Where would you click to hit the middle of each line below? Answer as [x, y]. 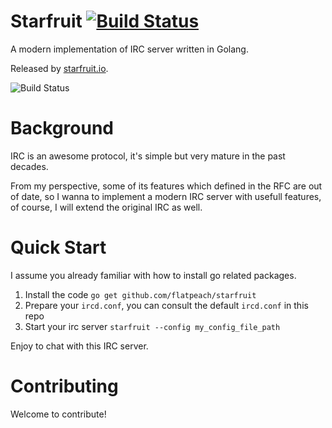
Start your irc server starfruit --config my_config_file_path [152, 326]
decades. [29, 166]
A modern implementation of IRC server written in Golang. [129, 49]
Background [62, 128]
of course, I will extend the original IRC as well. [106, 207]
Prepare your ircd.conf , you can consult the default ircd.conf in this [166, 305]
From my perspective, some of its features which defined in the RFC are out [166, 186]
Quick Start [58, 247]
